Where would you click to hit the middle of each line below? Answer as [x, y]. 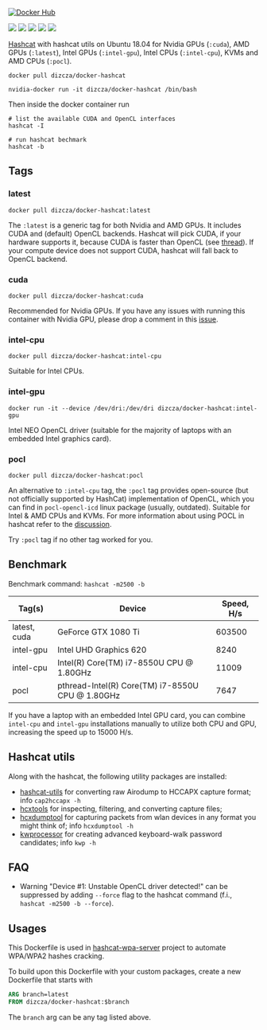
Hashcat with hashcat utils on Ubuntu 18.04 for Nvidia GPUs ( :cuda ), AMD [129, 44]
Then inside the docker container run [69, 104]
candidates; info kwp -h [58, 842]
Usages [27, 929]
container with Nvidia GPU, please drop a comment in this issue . [113, 319]
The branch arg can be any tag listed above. [80, 1017]
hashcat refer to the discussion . [60, 524]
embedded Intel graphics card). [60, 439]
